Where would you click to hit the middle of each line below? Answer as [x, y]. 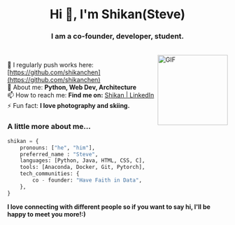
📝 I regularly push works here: [51, 65]
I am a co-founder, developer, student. [117, 36]
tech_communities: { [50, 174]
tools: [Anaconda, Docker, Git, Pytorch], [83, 168]
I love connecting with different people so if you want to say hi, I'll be [109, 207]
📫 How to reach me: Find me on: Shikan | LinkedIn [81, 95]
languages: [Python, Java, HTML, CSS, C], [83, 161]
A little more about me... [49, 127]
